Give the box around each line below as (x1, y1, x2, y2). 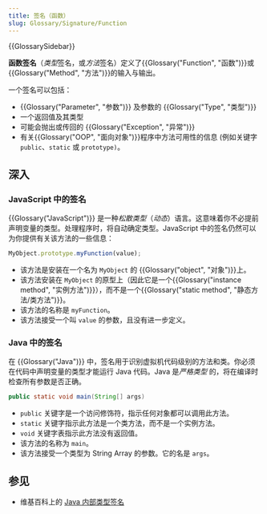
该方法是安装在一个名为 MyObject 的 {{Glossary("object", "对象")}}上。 (19, 265, 251, 275)
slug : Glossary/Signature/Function (8, 19, 127, 27)
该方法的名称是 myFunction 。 (19, 306, 115, 315)
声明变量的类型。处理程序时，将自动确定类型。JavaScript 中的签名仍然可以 (8, 224, 257, 233)
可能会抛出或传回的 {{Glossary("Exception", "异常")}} (19, 122, 196, 132)
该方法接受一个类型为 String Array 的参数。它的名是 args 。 (19, 448, 214, 458)
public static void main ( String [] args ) (8, 393, 146, 401)
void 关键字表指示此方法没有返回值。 (19, 428, 143, 438)
